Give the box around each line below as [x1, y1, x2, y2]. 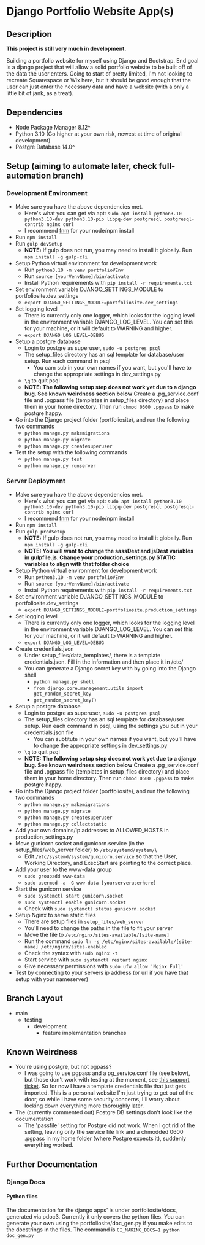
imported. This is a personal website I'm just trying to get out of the [24, 1089, 194, 1096]
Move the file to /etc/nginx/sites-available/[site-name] [24, 931, 170, 938]
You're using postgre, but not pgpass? [15, 1063, 112, 1071]
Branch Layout [6, 993, 63, 1004]
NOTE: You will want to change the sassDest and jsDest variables [24, 547, 194, 554]
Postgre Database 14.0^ [15, 143, 75, 150]
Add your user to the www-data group [15, 866, 112, 873]
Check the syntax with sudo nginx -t [24, 949, 118, 956]
